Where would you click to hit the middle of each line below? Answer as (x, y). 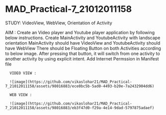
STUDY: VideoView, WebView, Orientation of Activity (59, 23)
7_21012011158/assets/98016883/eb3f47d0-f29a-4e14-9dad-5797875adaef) (80, 108)
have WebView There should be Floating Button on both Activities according (83, 48)
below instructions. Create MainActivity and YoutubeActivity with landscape (83, 38)
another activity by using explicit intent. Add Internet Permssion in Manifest (82, 58)
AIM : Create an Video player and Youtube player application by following (80, 32)
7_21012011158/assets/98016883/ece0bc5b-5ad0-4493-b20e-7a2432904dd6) (80, 86)
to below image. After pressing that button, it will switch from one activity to (83, 54)
